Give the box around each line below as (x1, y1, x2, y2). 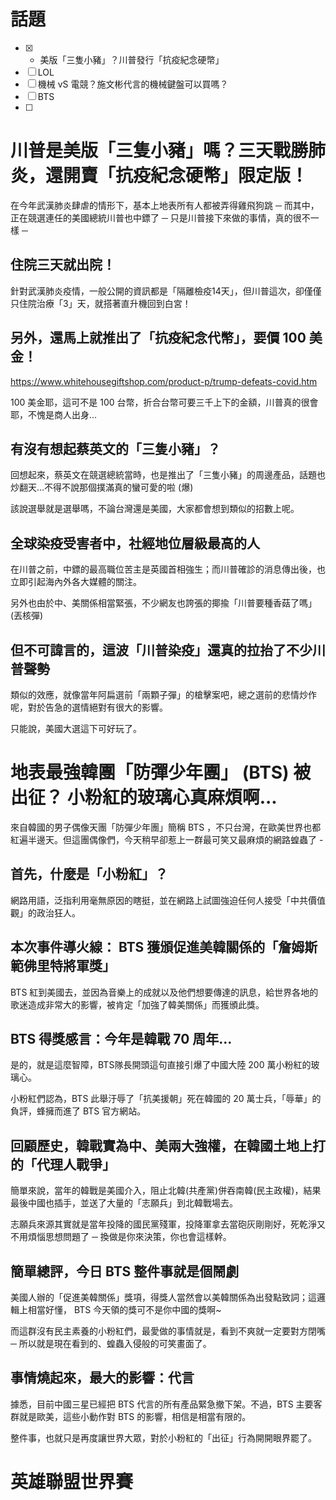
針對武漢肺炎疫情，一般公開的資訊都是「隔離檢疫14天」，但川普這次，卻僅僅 (10, 285, 322, 297)
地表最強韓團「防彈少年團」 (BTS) (10, 761, 290, 784)
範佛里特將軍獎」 (10, 958, 116, 975)
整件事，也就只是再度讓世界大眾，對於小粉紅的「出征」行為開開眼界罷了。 (10, 1431, 317, 1444)
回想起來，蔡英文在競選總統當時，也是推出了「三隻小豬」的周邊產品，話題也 (10, 469, 326, 481)
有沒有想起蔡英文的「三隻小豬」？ (10, 440, 221, 457)
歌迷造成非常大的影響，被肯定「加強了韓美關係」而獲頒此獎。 (10, 998, 265, 1010)
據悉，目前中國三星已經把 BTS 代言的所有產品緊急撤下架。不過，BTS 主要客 (10, 1398, 323, 1410)
